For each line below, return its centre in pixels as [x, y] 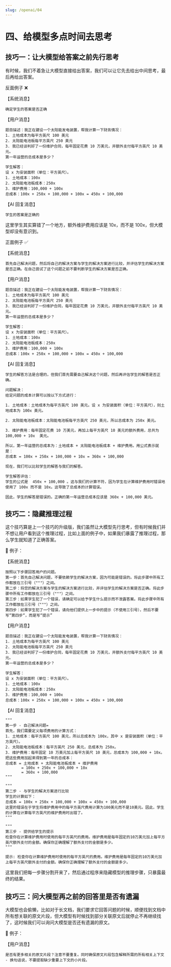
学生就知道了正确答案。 [34, 540]
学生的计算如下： [21, 797]
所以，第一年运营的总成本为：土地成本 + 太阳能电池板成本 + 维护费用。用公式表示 [80, 445]
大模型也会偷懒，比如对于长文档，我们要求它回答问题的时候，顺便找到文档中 [85, 910]
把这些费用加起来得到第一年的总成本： [39, 758]
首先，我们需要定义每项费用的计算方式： [41, 731]
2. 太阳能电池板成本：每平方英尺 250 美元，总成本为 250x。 [62, 747]
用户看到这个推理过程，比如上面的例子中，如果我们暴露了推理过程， [90, 533]
